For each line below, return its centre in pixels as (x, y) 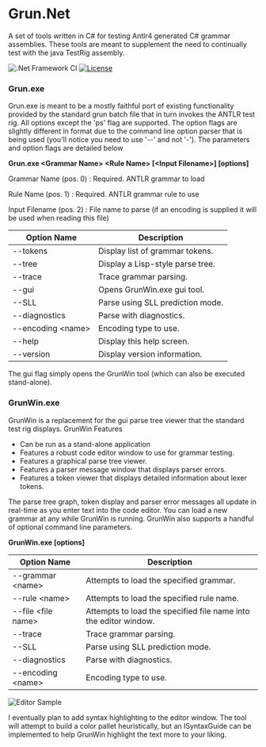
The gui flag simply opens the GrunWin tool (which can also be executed (127, 374)
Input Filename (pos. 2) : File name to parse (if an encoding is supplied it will (133, 210)
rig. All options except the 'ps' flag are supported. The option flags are (123, 123)
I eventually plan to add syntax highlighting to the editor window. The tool (127, 717)
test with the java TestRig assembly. (66, 52)
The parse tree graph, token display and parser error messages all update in (133, 502)
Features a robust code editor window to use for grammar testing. (127, 452)
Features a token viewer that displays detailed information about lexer (133, 478)
